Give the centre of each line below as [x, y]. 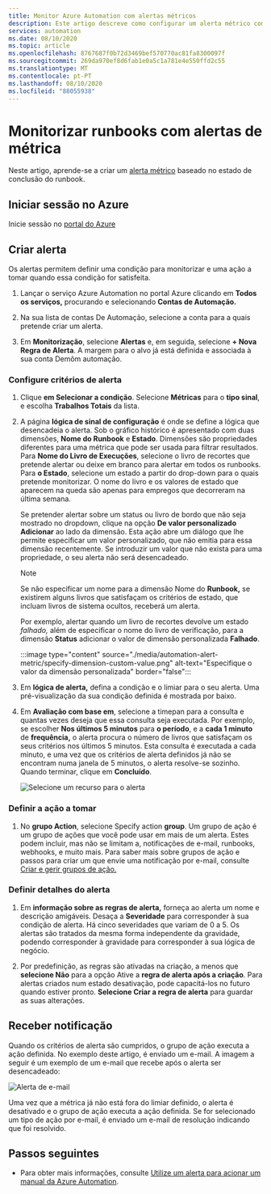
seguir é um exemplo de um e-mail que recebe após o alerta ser [115, 1062]
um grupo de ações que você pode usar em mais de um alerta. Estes [134, 834]
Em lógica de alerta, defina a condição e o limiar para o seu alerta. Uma [140, 687]
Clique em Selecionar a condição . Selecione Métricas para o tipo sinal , [140, 398]
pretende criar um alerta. [61, 326]
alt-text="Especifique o [213, 663]
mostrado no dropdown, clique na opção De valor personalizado [128, 523]
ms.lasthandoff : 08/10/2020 [56, 83]
